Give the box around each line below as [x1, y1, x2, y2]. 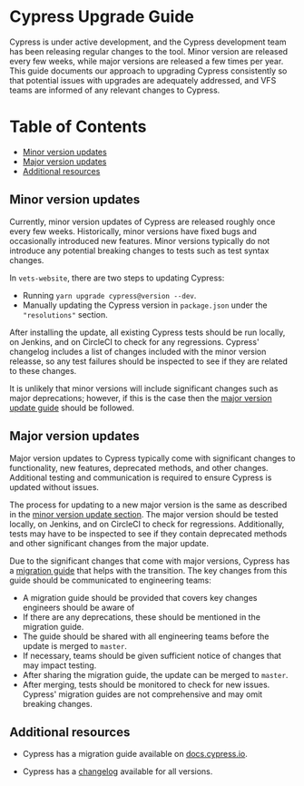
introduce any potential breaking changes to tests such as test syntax [9, 245, 270, 256]
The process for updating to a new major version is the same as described [9, 499, 288, 510]
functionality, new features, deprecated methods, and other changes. [9, 462, 270, 473]
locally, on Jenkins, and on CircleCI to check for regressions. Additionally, [9, 518, 285, 529]
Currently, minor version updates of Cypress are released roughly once [9, 216, 276, 227]
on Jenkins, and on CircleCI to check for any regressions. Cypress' [9, 336, 260, 347]
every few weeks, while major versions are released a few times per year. [9, 55, 284, 66]
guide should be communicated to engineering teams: [9, 575, 211, 585]
